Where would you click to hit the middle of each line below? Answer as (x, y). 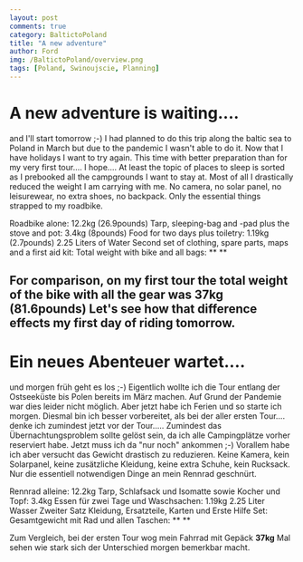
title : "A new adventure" (58, 43)
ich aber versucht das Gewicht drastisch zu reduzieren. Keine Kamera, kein (149, 455)
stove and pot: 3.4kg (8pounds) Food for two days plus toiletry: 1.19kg (139, 233)
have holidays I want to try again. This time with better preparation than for (148, 157)
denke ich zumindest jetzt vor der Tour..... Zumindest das (115, 426)
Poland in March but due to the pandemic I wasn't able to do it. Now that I (146, 148)
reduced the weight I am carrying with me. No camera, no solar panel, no (146, 186)
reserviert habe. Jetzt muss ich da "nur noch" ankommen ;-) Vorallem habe (150, 445)
